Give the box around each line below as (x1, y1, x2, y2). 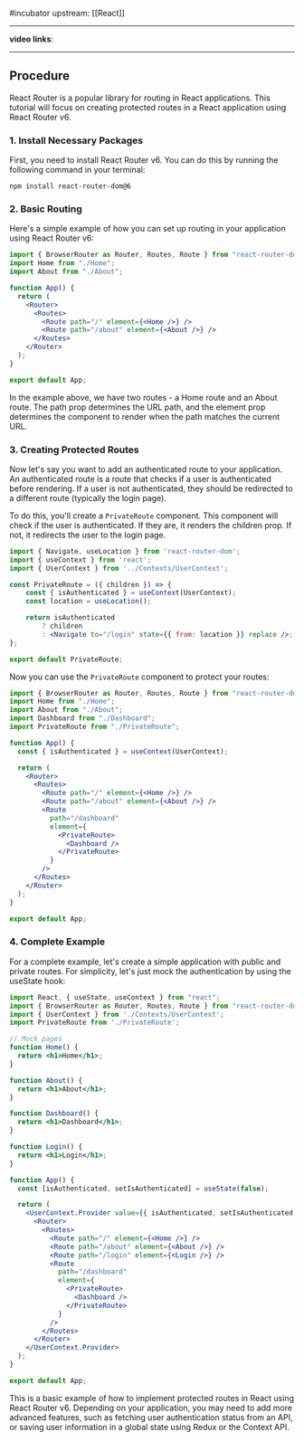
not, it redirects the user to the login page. (9, 529, 166, 540)
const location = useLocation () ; (25, 597, 152, 606)
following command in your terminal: (9, 165, 146, 175)
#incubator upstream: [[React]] (9, 8, 125, 18)
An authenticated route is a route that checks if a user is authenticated (9, 473, 271, 484)
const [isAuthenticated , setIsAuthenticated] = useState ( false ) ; (17, 1184, 270, 1193)
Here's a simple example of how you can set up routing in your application (9, 223, 287, 234)
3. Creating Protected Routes (9, 443, 139, 456)
